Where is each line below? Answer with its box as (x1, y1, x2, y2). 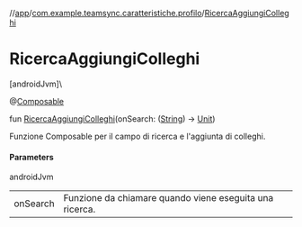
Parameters (9, 151, 54, 162)
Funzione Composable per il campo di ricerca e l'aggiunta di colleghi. (9, 131, 266, 141)
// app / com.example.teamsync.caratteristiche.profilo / (9, 8, 205, 18)
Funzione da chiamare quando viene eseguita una (63, 192, 274, 204)
